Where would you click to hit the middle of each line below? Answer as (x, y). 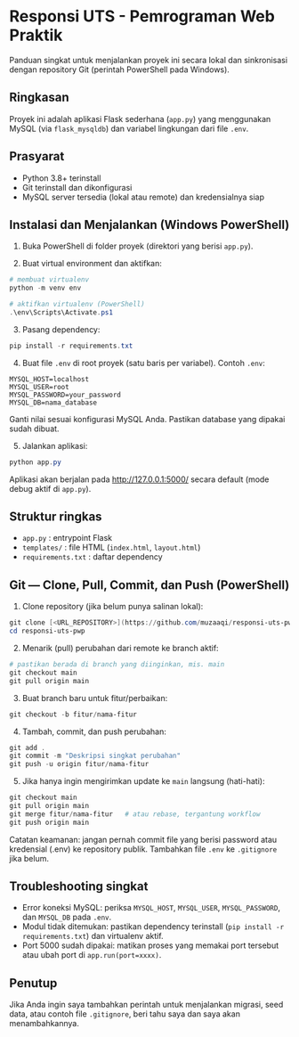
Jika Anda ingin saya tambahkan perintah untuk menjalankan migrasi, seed (146, 1005)
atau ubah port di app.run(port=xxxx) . (92, 955)
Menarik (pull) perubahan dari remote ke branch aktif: (121, 648)
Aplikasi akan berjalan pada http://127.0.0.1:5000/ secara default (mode (139, 479)
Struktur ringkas (56, 517)
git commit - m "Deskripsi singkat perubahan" (95, 756)
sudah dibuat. (34, 429)
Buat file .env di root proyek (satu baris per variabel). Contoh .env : (143, 363)
